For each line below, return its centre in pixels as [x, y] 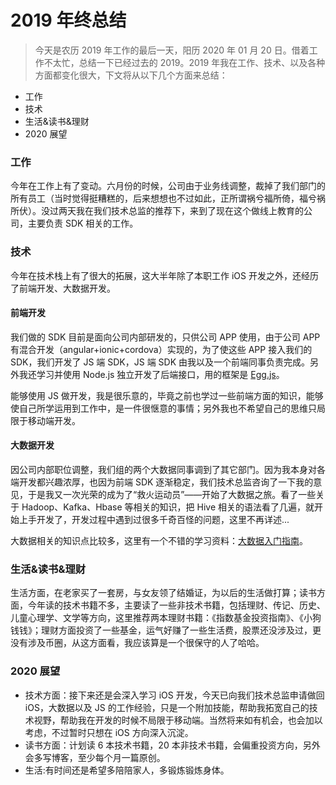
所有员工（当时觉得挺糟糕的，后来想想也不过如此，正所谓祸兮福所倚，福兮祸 [168, 198]
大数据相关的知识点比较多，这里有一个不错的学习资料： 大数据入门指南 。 [159, 540]
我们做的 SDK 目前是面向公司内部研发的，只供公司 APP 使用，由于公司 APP [165, 337]
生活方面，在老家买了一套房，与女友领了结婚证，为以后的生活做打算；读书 [163, 593]
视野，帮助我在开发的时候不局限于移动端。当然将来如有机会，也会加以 [178, 720]
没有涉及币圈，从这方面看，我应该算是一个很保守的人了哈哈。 [137, 643]
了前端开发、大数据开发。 [63, 288]
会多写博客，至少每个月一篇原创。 [95, 757]
